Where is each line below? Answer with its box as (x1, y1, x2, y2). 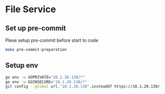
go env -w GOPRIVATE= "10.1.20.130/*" (5, 75, 85, 80)
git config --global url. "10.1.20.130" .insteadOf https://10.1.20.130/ (5, 84, 160, 89)
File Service (5, 4, 56, 15)
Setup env (5, 61, 39, 70)
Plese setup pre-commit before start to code (5, 37, 98, 43)
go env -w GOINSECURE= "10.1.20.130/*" (5, 79, 87, 84)
